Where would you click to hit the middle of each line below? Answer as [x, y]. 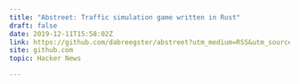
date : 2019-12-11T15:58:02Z [61, 34]
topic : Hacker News [45, 58]
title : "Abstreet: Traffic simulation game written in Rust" [125, 17]
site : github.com [41, 50]
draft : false [33, 26]
